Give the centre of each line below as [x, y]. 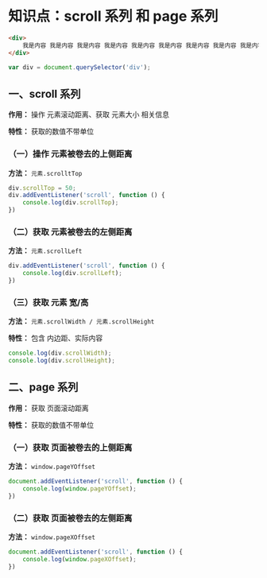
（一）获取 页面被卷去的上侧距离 [70, 448]
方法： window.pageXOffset [52, 537]
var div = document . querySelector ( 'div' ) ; [79, 67]
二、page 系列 [43, 388]
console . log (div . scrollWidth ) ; [60, 353]
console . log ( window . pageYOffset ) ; [79, 489]
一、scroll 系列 [44, 93]
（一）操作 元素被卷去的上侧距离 [70, 154]
